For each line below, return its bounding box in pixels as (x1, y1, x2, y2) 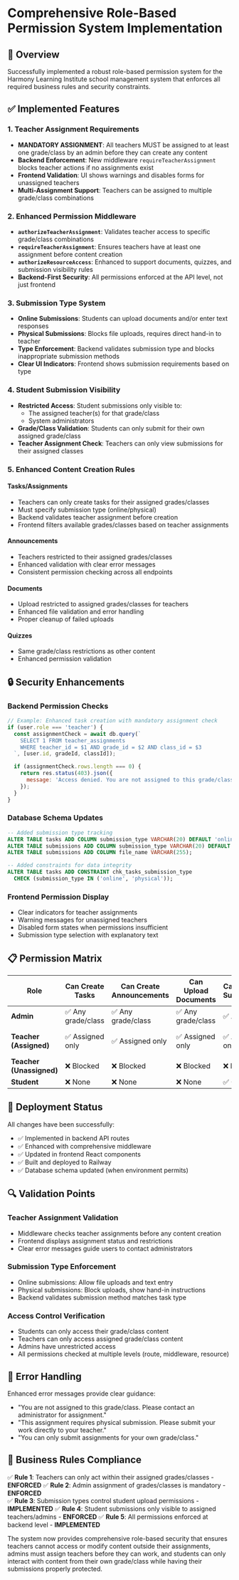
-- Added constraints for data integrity (7, 862, 132, 869)
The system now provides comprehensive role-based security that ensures (7, 1534, 228, 1542)
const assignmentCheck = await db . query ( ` (14, 730, 142, 737)
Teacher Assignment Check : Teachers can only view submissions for (17, 439, 223, 448)
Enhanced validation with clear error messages (17, 560, 156, 569)
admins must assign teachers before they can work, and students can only (7, 1549, 226, 1558)
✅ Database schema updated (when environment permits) (17, 1166, 188, 1174)
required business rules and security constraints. (7, 83, 151, 90)
